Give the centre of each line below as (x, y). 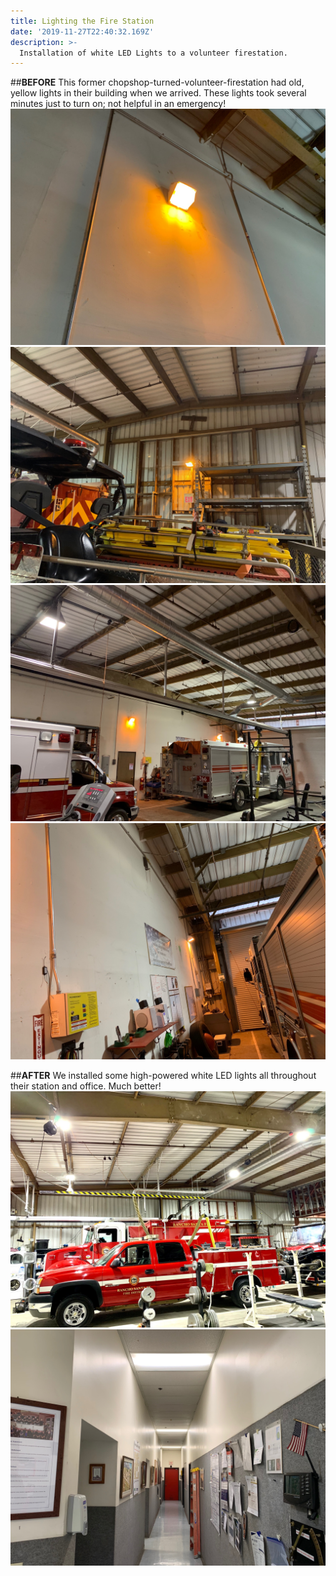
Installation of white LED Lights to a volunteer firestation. (153, 53)
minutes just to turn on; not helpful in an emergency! (118, 104)
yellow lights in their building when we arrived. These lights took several (158, 93)
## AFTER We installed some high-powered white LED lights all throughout (163, 1076)
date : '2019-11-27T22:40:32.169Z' (82, 31)
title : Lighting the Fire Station (82, 21)
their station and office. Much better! (86, 1086)
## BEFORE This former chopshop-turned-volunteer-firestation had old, (157, 82)
